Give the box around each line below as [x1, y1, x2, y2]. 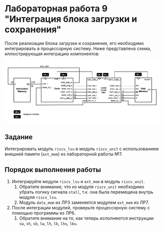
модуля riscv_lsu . [19, 194, 58, 200]
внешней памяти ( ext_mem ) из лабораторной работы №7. [4, 151, 123, 157]
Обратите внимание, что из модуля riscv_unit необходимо [19, 184, 145, 190]
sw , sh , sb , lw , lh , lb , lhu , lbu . [19, 221, 78, 227]
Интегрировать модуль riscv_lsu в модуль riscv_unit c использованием [4, 146, 159, 152]
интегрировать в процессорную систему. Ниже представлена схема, [4, 45, 151, 51]
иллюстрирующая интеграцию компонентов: [4, 50, 99, 57]
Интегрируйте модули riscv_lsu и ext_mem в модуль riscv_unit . [11, 179, 145, 185]
